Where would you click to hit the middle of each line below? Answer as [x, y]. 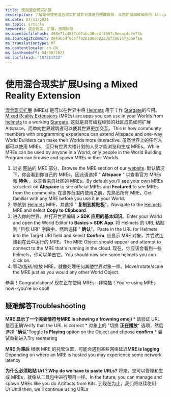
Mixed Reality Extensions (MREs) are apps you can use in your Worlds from [84, 116]
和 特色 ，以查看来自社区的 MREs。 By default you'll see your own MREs [88, 181]
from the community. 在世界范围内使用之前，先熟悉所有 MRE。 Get [82, 193]
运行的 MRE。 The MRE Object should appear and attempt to [98, 242]
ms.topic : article [25, 24]
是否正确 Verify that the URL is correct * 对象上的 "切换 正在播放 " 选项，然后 [84, 326]
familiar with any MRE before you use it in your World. [69, 198]
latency [13, 360]
